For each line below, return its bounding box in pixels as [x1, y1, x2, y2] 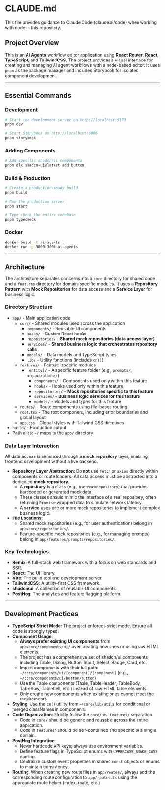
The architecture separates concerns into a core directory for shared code [5, 276, 156, 282]
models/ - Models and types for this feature [34, 398, 122, 404]
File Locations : [12, 515, 43, 521]
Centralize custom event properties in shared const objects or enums [19, 759, 160, 765]
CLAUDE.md [5, 3, 57, 14]
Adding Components [5, 147, 55, 154]
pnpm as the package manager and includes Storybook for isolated [5, 67, 138, 73]
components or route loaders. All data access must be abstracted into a [12, 473, 157, 479]
